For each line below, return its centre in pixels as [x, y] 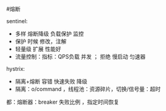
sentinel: [17, 21]
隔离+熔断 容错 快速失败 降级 [51, 81]
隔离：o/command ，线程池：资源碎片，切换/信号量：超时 [88, 89]
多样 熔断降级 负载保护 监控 [49, 34]
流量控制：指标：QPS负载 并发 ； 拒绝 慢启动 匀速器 [80, 56]
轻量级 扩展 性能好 [38, 49]
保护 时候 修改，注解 [41, 41]
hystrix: [16, 69]
